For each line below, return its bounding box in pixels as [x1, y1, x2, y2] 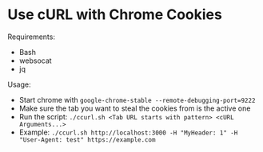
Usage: [7, 80, 31, 89]
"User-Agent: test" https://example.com [18, 135, 156, 144]
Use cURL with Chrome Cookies [7, 6, 223, 24]
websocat [18, 56, 53, 65]
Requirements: [7, 32, 55, 41]
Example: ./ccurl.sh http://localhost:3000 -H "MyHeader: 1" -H [18, 127, 238, 137]
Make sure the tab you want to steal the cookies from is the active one [18, 103, 251, 113]
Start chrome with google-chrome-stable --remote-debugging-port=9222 [18, 95, 256, 104]
